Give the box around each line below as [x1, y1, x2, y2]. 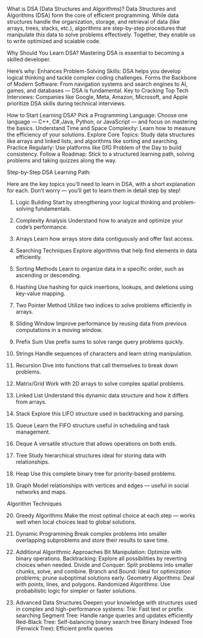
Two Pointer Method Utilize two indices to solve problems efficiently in [15, 302, 192, 309]
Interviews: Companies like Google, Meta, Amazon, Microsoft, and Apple [7, 94, 188, 100]
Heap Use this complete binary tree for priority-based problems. [15, 470, 176, 477]
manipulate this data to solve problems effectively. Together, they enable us [7, 31, 196, 38]
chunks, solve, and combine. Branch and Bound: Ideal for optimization [15, 568, 191, 575]
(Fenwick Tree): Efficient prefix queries [15, 625, 113, 632]
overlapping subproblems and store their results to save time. [15, 536, 169, 544]
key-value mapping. [15, 290, 65, 297]
